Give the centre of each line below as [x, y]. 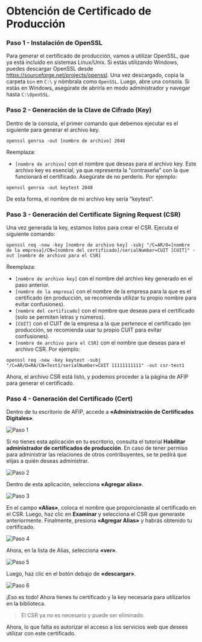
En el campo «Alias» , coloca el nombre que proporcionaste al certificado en [101, 508]
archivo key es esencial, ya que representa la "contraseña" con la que [102, 170]
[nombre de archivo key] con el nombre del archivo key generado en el [104, 278]
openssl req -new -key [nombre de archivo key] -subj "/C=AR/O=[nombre [98, 245]
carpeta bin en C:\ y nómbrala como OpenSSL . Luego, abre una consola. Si [98, 82]
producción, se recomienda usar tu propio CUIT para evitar [88, 330]
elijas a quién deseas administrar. [48, 461]
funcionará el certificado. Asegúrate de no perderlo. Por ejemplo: [96, 176]
